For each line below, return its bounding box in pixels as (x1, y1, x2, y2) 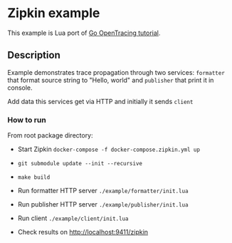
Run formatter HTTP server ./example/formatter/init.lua (17, 187, 189, 195)
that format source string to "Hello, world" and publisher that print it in (7, 76, 214, 84)
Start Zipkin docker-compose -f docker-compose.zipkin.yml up (17, 145, 201, 154)
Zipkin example (7, 5, 100, 21)
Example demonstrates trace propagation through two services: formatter (7, 68, 226, 76)
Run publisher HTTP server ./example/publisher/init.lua (17, 200, 189, 209)
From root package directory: (7, 131, 94, 140)
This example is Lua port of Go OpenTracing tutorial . (7, 29, 161, 37)
